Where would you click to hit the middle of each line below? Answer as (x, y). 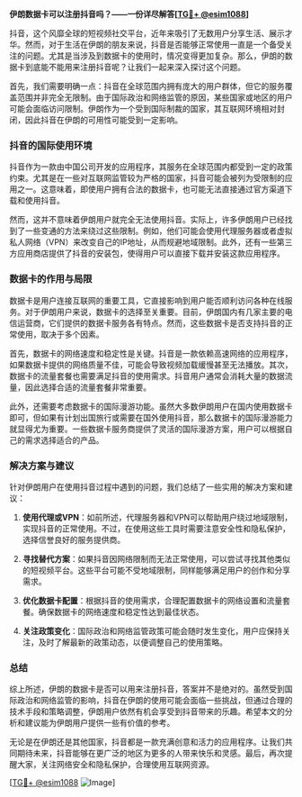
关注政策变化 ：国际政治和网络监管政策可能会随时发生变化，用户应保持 (152, 630)
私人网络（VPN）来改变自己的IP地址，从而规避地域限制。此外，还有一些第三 (151, 242)
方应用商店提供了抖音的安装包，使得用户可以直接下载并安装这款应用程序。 (147, 254)
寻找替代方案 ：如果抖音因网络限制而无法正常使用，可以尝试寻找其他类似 (156, 558)
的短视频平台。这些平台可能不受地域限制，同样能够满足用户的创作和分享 (156, 570)
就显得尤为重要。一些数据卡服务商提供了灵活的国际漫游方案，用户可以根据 (147, 429)
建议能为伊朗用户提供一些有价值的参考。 (100, 723)
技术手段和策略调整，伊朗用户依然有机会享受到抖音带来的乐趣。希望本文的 (147, 711)
